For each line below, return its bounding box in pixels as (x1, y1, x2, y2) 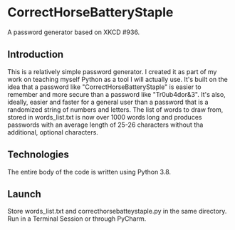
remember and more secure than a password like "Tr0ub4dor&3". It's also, (7, 90, 226, 98)
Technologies (7, 149, 70, 161)
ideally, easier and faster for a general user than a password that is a (7, 98, 209, 106)
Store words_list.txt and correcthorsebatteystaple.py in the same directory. (7, 207, 227, 216)
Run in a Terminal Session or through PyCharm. (7, 214, 147, 223)
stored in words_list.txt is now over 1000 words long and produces (7, 113, 202, 121)
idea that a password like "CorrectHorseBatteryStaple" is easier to (7, 83, 202, 91)
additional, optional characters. (7, 127, 98, 136)
